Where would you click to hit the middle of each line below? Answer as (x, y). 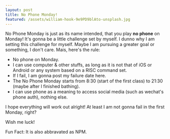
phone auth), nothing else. (40, 97)
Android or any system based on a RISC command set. (70, 70)
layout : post (19, 10)
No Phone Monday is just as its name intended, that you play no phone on (82, 34)
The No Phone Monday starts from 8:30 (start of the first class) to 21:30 (88, 81)
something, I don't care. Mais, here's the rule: (53, 50)
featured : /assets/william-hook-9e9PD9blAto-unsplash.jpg (68, 19)
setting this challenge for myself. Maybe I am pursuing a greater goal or (80, 44)
